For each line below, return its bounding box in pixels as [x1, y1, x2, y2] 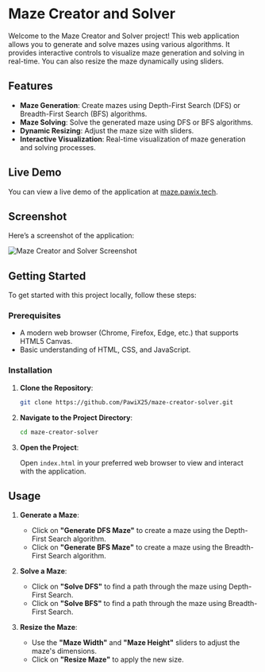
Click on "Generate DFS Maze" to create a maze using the [31, 526, 224, 535]
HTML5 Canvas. [19, 337, 73, 346]
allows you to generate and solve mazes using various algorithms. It [8, 39, 230, 48]
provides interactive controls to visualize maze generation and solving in [8, 48, 244, 57]
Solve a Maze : [19, 566, 67, 576]
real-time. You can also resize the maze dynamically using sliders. [8, 56, 225, 66]
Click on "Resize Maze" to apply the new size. [31, 655, 184, 664]
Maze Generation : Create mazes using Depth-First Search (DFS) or [19, 100, 240, 110]
